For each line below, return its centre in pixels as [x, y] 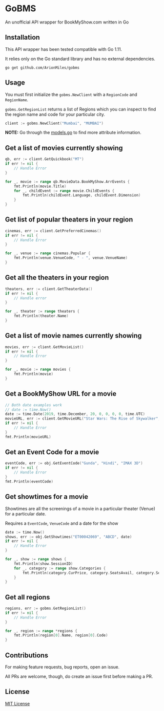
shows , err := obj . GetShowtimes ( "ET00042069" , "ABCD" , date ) [69, 537]
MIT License [18, 703]
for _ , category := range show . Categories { [60, 568]
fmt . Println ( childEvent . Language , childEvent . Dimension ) [82, 195]
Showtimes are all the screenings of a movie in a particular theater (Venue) [80, 509]
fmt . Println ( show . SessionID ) [43, 564]
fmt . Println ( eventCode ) [29, 481]
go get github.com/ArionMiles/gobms [42, 67]
